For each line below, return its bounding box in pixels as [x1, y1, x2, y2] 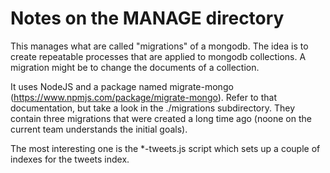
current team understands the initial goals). [10, 123, 188, 135]
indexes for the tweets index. [10, 153, 130, 165]
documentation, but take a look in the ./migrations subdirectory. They [10, 102, 295, 114]
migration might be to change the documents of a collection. [10, 61, 260, 73]
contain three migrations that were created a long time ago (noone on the [10, 112, 312, 124]
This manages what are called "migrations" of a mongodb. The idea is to [10, 40, 309, 52]
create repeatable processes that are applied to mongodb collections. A [10, 50, 307, 62]
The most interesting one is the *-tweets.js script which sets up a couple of [10, 142, 321, 154]
